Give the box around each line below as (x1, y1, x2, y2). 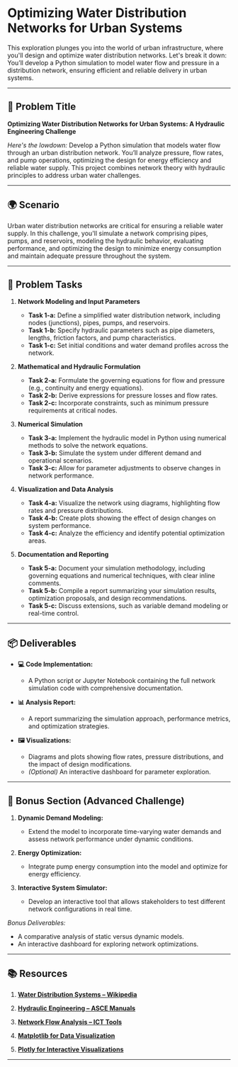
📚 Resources (7, 968, 68, 980)
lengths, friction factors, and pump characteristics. (28, 334, 176, 342)
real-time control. (28, 609, 79, 618)
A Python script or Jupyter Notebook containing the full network (28, 677, 216, 685)
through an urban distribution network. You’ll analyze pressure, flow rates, (7, 148, 224, 157)
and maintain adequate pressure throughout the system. (7, 252, 171, 260)
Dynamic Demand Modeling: (17, 813, 104, 822)
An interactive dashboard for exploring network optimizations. (17, 940, 199, 948)
